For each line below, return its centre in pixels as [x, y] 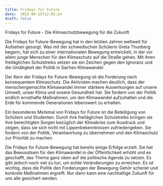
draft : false [18, 18]
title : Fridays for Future [32, 9]
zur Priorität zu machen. [29, 138]
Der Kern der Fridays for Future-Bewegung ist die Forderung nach [71, 77]
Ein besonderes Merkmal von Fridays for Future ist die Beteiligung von [75, 112]
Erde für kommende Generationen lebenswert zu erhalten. [63, 103]
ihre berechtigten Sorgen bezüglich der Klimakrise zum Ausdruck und [75, 122]
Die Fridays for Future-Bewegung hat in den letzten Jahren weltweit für [76, 42]
